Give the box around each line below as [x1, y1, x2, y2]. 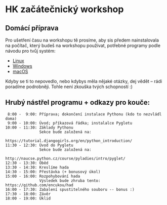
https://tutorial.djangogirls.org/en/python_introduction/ [5, 138, 133, 143]
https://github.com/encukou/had [5, 182, 73, 188]
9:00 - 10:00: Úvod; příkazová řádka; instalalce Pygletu [7, 120, 133, 126]
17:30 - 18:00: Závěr [5, 191, 51, 196]
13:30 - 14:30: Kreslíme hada [5, 165, 69, 170]
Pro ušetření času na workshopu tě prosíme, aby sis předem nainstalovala [5, 37, 159, 43]
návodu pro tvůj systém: [5, 48, 56, 54]
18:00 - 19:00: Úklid [5, 196, 51, 201]
